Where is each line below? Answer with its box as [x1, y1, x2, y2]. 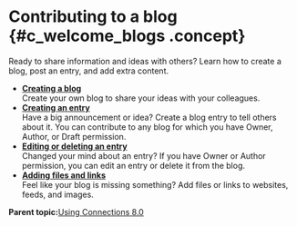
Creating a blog [21, 83, 82, 93]
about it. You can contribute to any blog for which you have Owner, [21, 121, 274, 133]
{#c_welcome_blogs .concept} [8, 25, 246, 46]
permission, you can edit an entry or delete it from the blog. [21, 160, 246, 171]
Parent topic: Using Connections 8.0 [8, 206, 145, 217]
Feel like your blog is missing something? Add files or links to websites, [21, 179, 289, 190]
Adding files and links [21, 170, 107, 181]
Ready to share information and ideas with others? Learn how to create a [8, 55, 282, 66]
